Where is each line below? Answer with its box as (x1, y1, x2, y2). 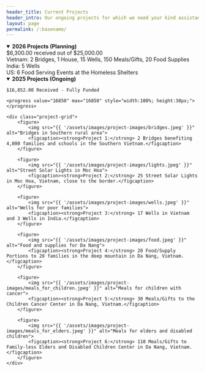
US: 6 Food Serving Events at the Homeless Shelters (6, 69, 138, 76)
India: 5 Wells (6, 62, 40, 70)
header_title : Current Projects (6, 9, 88, 15)
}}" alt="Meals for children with (93, 285, 182, 291)
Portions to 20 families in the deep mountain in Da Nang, (6, 253, 160, 259)
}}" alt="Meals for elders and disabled (88, 328, 192, 334)
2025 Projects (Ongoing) (12, 75, 76, 83)
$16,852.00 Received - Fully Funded (6, 87, 99, 94)
